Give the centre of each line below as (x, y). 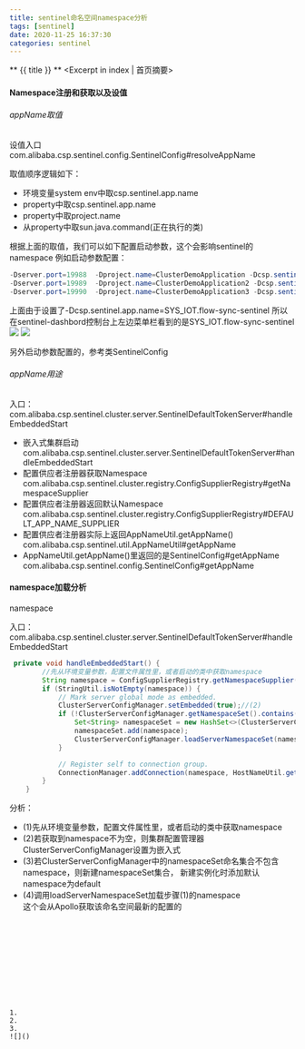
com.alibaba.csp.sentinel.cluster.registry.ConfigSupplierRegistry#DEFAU (158, 514)
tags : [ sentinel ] (42, 26)
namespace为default (62, 884)
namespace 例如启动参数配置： (68, 258)
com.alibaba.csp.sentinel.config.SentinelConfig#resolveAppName (133, 155)
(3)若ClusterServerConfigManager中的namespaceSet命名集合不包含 (151, 861)
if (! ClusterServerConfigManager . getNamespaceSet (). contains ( (178, 714)
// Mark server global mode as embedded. (138, 697)
